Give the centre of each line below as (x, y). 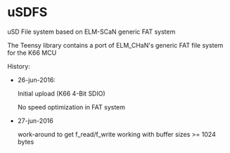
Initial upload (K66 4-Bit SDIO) (61, 93)
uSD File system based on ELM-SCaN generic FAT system (91, 32)
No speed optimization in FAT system (71, 107)
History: (19, 66)
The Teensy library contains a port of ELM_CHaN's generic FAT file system (115, 45)
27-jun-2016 (36, 121)
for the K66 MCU (32, 53)
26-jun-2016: (37, 80)
